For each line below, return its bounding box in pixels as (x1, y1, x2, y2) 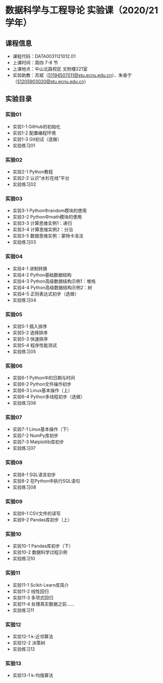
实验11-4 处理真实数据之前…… (12, 601, 75, 607)
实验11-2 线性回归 (12, 588, 49, 594)
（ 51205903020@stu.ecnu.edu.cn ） (12, 79, 89, 84)
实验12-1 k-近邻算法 (12, 633, 53, 639)
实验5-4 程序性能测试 (12, 342, 57, 348)
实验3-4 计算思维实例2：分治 (12, 227, 73, 233)
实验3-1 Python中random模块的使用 (12, 207, 87, 214)
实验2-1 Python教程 (12, 169, 53, 175)
